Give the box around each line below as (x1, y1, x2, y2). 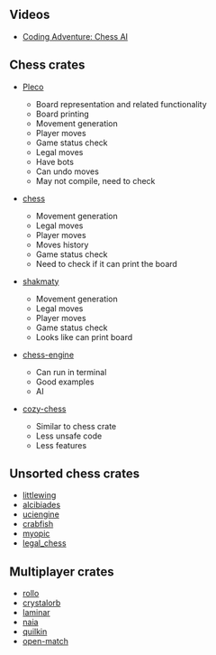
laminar (22, 607, 51, 618)
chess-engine (22, 349, 75, 360)
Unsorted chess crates (9, 466, 140, 482)
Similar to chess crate (35, 420, 117, 431)
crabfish (22, 519, 54, 530)
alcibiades (22, 500, 61, 511)
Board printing (35, 108, 90, 119)
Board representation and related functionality (35, 98, 207, 109)
